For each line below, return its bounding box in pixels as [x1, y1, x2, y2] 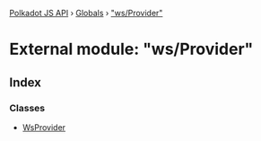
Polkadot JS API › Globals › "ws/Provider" [9, 8, 163, 18]
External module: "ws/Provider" [9, 40, 254, 59]
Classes [9, 101, 46, 114]
